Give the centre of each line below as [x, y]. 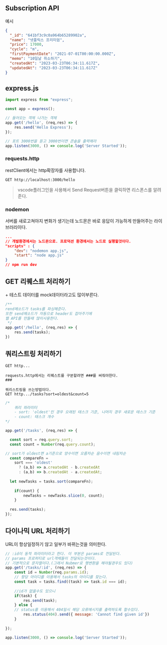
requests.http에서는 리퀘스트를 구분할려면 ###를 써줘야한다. [62, 376]
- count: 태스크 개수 [34, 417]
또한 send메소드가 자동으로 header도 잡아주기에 [49, 314]
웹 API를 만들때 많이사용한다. [32, 318]
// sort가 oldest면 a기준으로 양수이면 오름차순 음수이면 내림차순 [66, 453]
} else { [23, 605]
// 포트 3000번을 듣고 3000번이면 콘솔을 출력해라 [51, 141]
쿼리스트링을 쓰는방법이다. [28, 390]
